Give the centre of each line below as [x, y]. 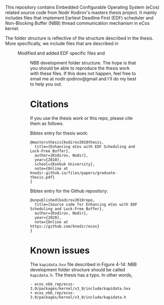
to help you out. [46, 84]
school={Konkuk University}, [65, 164]
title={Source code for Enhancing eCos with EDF [86, 204]
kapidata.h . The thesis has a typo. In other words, [82, 275]
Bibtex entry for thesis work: [59, 133]
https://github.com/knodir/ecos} [65, 226]
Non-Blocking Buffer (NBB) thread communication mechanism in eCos [78, 23]
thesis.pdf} [42, 177]
